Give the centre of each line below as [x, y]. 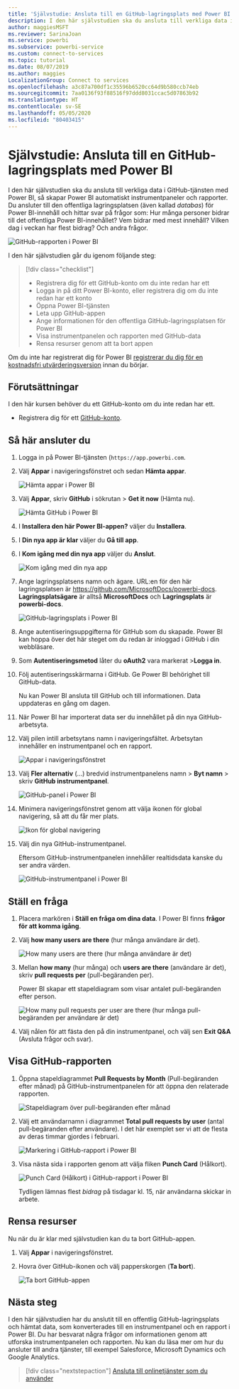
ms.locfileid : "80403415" [46, 120]
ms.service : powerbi [39, 41]
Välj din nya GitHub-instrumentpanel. [72, 844]
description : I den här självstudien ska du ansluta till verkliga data [118, 21]
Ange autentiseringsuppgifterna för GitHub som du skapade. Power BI [120, 632]
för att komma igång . [49, 926]
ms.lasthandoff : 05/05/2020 [50, 113]
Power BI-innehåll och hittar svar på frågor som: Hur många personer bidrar [119, 212]
